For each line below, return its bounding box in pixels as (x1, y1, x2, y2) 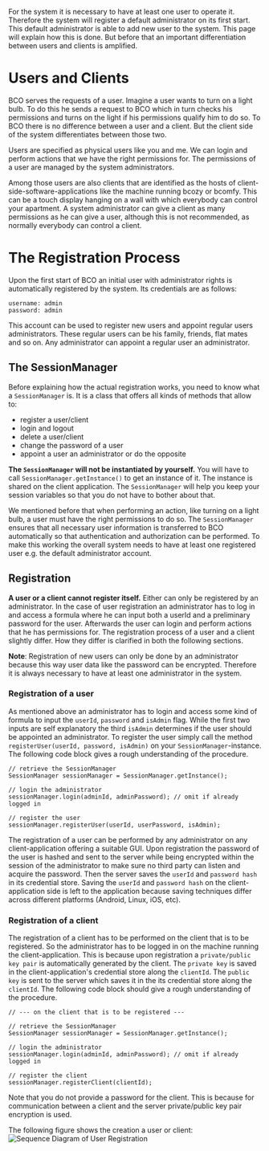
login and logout (19, 423, 75, 433)
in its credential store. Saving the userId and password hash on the (8, 877, 226, 887)
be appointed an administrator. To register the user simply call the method (8, 732, 253, 741)
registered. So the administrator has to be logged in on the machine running (8, 941, 259, 951)
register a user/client (19, 414, 89, 424)
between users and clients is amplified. (8, 41, 138, 51)
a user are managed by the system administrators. (8, 162, 175, 172)
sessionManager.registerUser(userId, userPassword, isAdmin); (8, 821, 221, 829)
